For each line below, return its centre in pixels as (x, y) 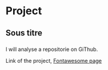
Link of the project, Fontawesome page (54, 61)
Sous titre (24, 33)
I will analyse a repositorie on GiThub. (52, 49)
